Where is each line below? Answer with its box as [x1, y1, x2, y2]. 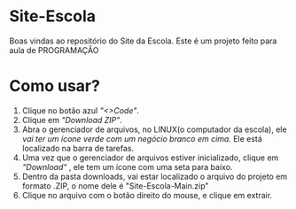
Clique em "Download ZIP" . [21, 114, 122, 125]
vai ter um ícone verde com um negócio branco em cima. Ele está [21, 133, 263, 143]
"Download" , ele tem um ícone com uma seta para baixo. [21, 161, 233, 172]
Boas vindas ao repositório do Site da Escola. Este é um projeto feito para [9, 35, 277, 46]
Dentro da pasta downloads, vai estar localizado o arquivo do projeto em [21, 171, 288, 182]
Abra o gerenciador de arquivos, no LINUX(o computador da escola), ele [21, 124, 287, 135]
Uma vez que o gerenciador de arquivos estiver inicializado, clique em [21, 152, 279, 163]
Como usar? [9, 76, 100, 97]
